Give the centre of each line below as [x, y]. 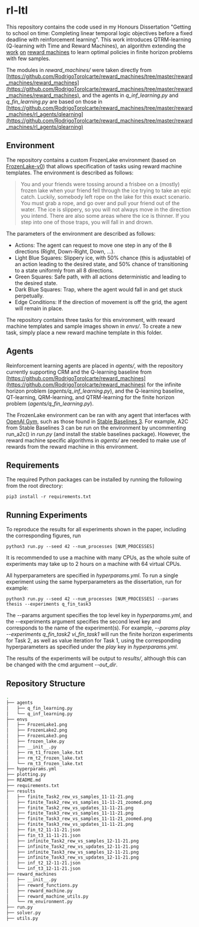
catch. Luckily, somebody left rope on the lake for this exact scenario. [105, 196]
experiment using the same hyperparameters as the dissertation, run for [94, 582]
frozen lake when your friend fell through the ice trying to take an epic [106, 190]
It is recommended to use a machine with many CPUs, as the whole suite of [98, 558]
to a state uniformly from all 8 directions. [64, 270]
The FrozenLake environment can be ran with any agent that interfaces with [99, 415]
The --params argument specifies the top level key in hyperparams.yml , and [99, 615]
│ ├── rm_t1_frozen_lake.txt [45, 752]
